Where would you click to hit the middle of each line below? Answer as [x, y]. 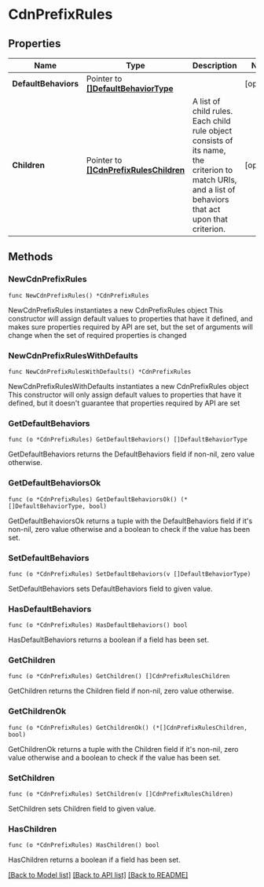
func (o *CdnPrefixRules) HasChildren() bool [84, 845]
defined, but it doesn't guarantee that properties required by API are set [124, 403]
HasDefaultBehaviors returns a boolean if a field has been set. [109, 640]
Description [214, 66]
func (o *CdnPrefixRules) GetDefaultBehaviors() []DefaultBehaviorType [128, 440]
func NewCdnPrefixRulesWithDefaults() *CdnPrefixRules [100, 372]
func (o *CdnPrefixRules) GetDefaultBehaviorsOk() [93, 499]
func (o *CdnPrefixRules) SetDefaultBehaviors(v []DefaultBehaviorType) [130, 574]
